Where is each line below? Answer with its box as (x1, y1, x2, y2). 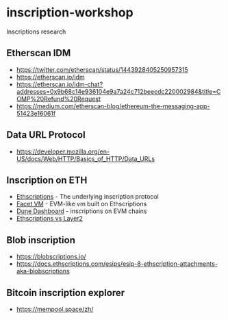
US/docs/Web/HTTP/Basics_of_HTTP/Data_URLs (16, 154, 155, 162)
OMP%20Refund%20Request (16, 95, 101, 103)
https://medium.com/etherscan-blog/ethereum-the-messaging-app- (16, 101, 210, 110)
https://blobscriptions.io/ (16, 252, 86, 261)
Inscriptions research (6, 27, 66, 36)
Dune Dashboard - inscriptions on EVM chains (16, 207, 147, 215)
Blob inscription (6, 234, 76, 246)
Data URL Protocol (6, 129, 86, 141)
